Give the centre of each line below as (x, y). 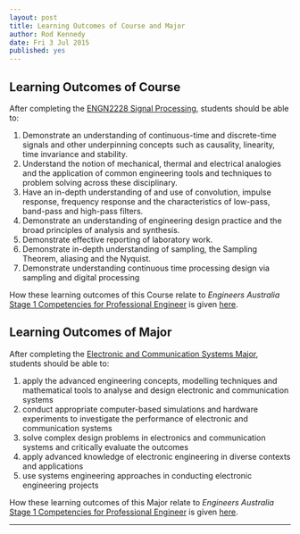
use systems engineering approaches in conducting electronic (137, 475)
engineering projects (60, 485)
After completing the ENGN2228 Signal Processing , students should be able (149, 108)
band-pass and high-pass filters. (83, 211)
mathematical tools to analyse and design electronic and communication (155, 390)
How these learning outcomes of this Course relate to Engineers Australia (145, 295)
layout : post (33, 17)
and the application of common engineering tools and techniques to (147, 173)
